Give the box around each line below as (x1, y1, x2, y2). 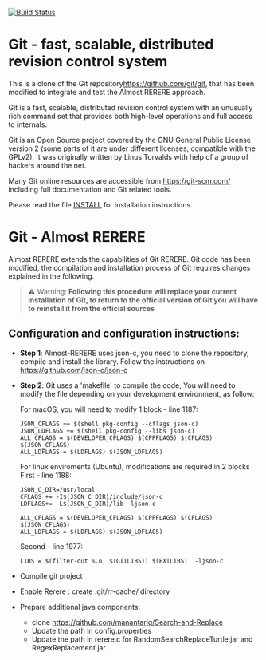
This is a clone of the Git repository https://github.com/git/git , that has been (8, 78, 255, 88)
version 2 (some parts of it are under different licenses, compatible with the (8, 144, 256, 153)
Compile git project (19, 571, 83, 580)
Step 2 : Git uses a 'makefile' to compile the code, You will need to (19, 380, 236, 390)
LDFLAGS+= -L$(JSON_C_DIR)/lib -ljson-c (19, 500, 156, 508)
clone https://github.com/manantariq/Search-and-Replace (31, 617, 224, 626)
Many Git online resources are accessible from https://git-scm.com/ (8, 176, 231, 185)
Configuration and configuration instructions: (8, 327, 241, 341)
